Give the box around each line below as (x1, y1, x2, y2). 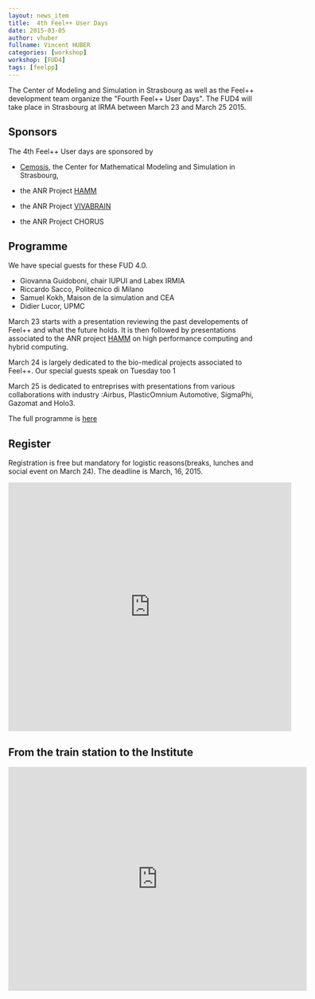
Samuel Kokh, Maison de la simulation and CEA (19, 293, 175, 302)
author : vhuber (8, 33, 59, 42)
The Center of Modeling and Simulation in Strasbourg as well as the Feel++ (8, 85, 255, 95)
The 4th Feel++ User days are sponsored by (8, 146, 154, 156)
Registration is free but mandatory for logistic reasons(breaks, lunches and (8, 459, 254, 468)
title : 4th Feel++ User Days (8, 19, 109, 27)
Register (8, 437, 52, 451)
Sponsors (8, 125, 57, 139)
